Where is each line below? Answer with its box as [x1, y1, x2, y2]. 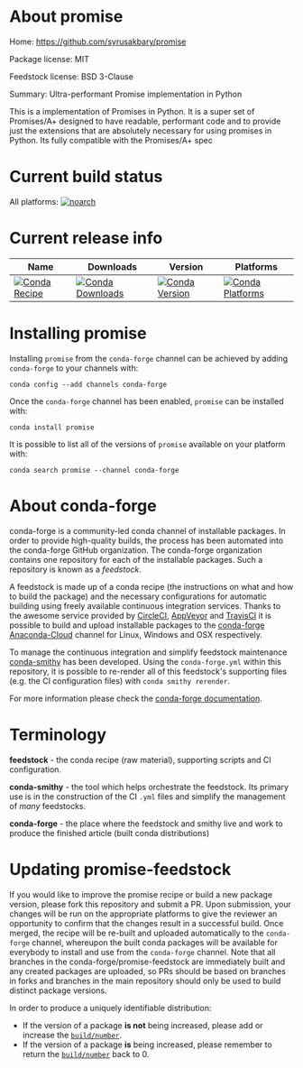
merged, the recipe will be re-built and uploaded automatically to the [9, 927, 264, 938]
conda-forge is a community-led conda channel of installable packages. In [9, 525, 286, 536]
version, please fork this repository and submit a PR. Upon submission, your [9, 898, 291, 909]
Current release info [9, 228, 163, 249]
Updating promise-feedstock [9, 859, 232, 879]
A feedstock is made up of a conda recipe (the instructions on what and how [9, 581, 294, 592]
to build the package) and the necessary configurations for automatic [9, 591, 268, 602]
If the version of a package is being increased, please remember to [22, 1039, 272, 1050]
